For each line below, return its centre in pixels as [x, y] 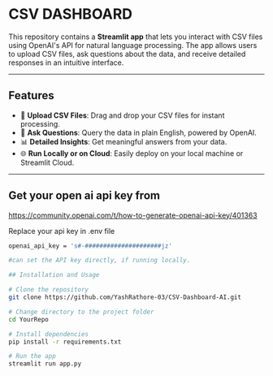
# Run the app [32, 357]
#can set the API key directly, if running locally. [100, 261]
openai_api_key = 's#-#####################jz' [91, 246]
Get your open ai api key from [84, 196]
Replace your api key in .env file [62, 231]
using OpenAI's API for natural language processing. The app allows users [133, 45]
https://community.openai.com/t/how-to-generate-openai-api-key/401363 [133, 215]
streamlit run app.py [45, 364]
